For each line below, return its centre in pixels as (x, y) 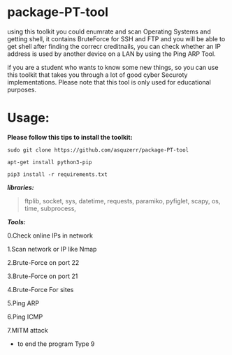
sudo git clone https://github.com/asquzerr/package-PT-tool (98, 150)
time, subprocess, (50, 208)
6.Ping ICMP (25, 317)
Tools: (16, 222)
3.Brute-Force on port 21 (43, 276)
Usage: (29, 118)
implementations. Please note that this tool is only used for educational (109, 82)
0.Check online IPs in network (50, 236)
